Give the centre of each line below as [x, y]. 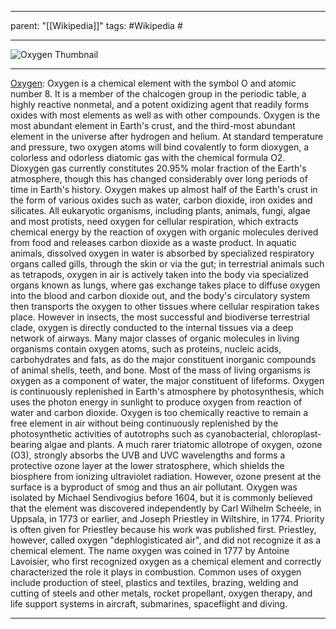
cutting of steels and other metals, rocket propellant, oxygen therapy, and [161, 593]
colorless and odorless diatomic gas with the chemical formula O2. [148, 157]
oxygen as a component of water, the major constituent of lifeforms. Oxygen [167, 380]
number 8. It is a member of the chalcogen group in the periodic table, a [158, 94]
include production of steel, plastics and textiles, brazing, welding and [154, 582]
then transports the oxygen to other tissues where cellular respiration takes [165, 306]
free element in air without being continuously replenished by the [144, 423]
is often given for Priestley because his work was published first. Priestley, [163, 529]
